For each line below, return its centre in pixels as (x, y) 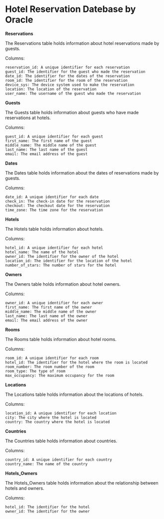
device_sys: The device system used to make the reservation (70, 85)
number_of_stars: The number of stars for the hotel (61, 265)
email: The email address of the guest (46, 154)
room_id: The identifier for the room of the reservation (66, 80)
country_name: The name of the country (46, 464)
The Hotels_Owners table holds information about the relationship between (82, 483)
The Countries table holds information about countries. (61, 441)
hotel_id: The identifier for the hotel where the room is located (77, 362)
